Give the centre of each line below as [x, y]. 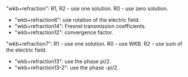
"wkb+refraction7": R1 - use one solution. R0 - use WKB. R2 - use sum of [94, 44]
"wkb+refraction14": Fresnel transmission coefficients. [80, 26]
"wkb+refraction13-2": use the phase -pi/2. [66, 68]
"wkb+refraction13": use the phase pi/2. [63, 61]
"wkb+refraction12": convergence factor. [64, 32]
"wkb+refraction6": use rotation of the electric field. [77, 20]
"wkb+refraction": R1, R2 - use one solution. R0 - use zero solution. [87, 9]
